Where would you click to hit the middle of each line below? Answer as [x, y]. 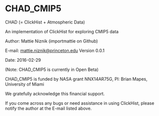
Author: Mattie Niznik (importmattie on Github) [52, 41]
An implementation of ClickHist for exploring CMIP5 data [62, 31]
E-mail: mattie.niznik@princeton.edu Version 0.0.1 [55, 50]
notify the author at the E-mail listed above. [48, 108]
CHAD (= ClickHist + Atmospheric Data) [45, 22]
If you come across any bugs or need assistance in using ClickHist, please [80, 103]
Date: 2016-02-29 [23, 60]
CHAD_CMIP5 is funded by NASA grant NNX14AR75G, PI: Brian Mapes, [76, 79]
